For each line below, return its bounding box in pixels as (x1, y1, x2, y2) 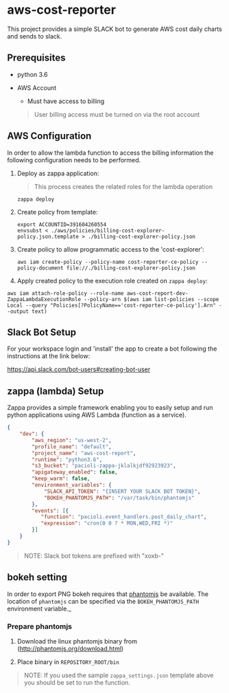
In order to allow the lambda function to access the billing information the (7, 148, 214, 157)
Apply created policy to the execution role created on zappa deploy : (16, 276, 208, 285)
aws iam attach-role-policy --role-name (7, 289, 125, 297)
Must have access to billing (27, 97, 105, 105)
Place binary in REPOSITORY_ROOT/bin (16, 657, 120, 665)
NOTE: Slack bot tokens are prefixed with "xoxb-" (23, 551, 165, 560)
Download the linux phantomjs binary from (16, 637, 138, 645)
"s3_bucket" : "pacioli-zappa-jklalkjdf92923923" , (32, 463, 176, 470)
